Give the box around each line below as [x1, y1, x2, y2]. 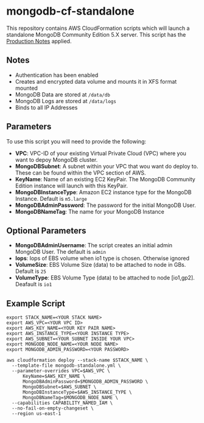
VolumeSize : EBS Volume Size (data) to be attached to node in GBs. [15, 261, 186, 269]
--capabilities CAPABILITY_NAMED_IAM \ [12, 400, 113, 407]
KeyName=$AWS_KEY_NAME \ [22, 374, 86, 380]
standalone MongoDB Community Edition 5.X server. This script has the [6, 31, 186, 38]
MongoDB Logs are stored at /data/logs [15, 97, 117, 104]
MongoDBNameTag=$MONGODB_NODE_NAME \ [22, 395, 119, 401]
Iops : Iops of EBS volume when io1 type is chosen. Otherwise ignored [15, 255, 190, 262]
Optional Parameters [6, 225, 86, 236]
